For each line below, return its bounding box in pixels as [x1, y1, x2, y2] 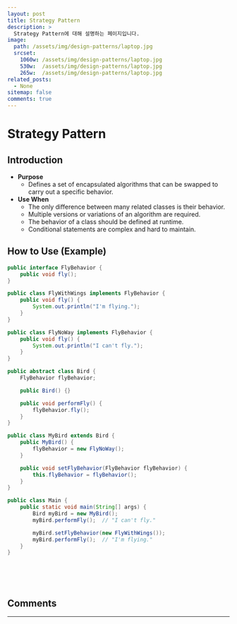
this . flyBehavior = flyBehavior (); [32, 471, 138, 478]
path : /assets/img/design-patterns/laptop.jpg [13, 43, 153, 50]
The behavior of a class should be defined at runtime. [28, 218, 184, 226]
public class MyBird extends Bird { [7, 432, 115, 439]
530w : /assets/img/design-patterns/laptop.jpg [20, 63, 162, 70]
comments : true [7, 96, 52, 103]
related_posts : [7, 75, 52, 83]
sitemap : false [7, 89, 52, 96]
